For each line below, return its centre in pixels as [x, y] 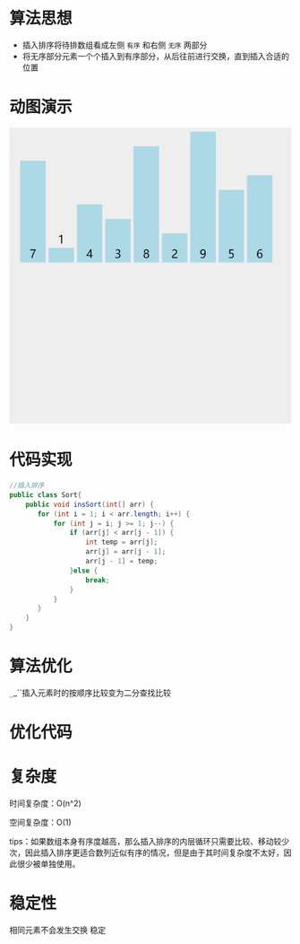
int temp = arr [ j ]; [122, 542]
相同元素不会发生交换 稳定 [57, 931]
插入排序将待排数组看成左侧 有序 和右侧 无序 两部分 [115, 45]
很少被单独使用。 [48, 864]
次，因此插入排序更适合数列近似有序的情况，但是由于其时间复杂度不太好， [146, 852]
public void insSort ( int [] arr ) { [90, 504]
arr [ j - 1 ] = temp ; [122, 562]
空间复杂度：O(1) [40, 823]
